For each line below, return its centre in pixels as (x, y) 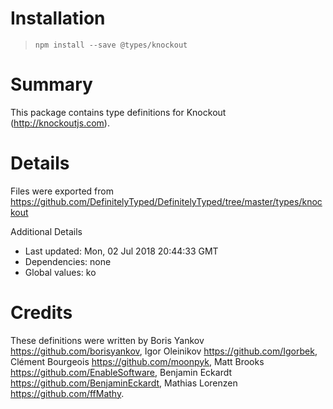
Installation (58, 18)
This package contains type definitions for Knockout (118, 112)
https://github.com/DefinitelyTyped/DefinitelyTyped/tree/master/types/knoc (166, 201)
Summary (51, 84)
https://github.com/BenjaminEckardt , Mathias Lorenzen (124, 383)
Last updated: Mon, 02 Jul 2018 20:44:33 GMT (121, 251)
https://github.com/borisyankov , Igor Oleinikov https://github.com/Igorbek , (164, 351)
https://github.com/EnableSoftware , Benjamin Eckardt (121, 372)
